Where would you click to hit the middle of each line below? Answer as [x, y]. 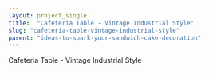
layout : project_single [48, 15]
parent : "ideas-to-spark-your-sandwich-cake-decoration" [105, 38]
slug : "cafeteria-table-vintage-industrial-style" [94, 30]
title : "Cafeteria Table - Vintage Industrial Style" [101, 23]
